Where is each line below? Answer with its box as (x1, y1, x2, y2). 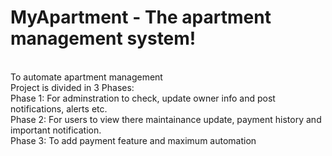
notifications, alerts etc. (10, 102, 108, 115)
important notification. (10, 124, 102, 136)
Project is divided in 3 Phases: (10, 81, 135, 93)
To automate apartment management (10, 71, 163, 83)
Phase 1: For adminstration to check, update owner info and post (10, 92, 276, 104)
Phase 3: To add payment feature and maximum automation (10, 134, 257, 146)
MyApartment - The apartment (10, 6, 272, 29)
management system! (10, 27, 197, 50)
